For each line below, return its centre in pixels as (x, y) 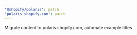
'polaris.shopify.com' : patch (35, 14)
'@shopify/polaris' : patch (32, 9)
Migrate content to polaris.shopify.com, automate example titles (68, 27)
